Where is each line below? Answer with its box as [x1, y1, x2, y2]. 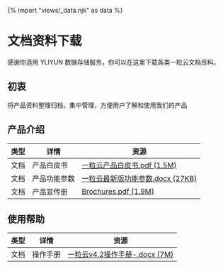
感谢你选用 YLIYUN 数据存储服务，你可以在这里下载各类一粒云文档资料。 [7, 57, 220, 66]
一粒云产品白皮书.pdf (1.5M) [81, 160, 177, 170]
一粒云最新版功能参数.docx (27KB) [81, 173, 198, 183]
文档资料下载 [7, 33, 83, 49]
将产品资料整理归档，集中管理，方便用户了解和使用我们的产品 [7, 101, 188, 109]
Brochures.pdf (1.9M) [81, 186, 154, 196]
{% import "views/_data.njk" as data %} [7, 6, 123, 14]
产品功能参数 [32, 173, 76, 183]
